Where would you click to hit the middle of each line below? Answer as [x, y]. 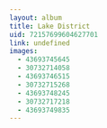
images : [24, 51]
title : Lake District [50, 26]
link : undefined [40, 43]
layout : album [36, 18]
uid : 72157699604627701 [54, 34]
